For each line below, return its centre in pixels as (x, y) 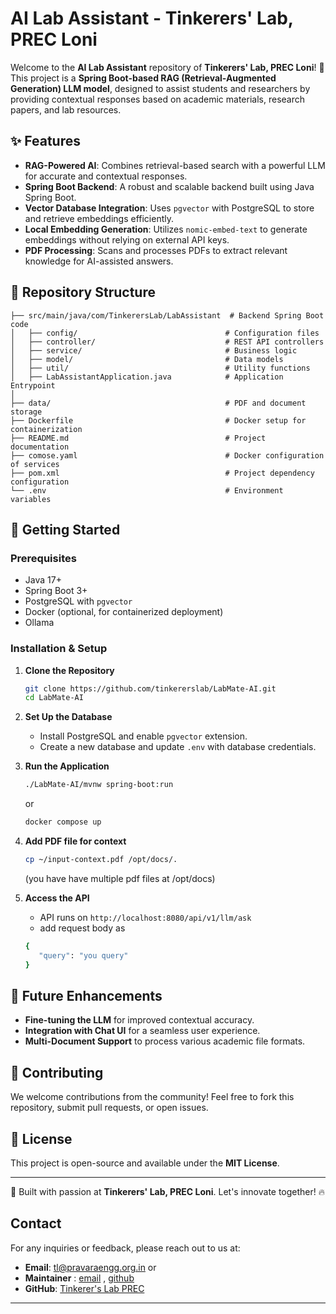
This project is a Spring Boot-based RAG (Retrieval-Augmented (143, 78)
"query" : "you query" (83, 955)
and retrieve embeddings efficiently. (99, 218)
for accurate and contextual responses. (106, 176)
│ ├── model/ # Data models (147, 359)
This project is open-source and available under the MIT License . (145, 1163)
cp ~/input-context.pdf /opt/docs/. (101, 860)
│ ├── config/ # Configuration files (165, 333)
